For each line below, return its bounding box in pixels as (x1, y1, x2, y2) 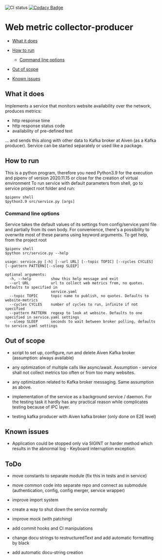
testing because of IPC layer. (12, 404, 70, 410)
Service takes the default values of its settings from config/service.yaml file (5, 221, 157, 227)
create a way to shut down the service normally (12, 506, 108, 513)
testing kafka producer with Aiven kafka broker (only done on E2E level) (12, 413, 157, 419)
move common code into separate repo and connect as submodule (12, 482, 147, 488)
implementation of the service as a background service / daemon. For (12, 393, 152, 399)
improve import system (12, 497, 59, 503)
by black (12, 540, 30, 546)
